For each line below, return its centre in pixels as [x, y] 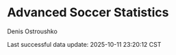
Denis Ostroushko [33, 31]
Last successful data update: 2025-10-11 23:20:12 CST [84, 44]
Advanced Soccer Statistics [88, 13]
